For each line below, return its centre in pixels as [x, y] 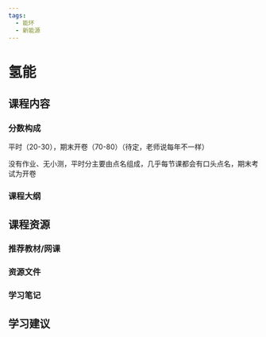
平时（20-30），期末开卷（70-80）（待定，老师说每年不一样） [108, 147]
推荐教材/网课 [35, 249]
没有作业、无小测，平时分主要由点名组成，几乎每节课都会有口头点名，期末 [130, 164]
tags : [17, 15]
